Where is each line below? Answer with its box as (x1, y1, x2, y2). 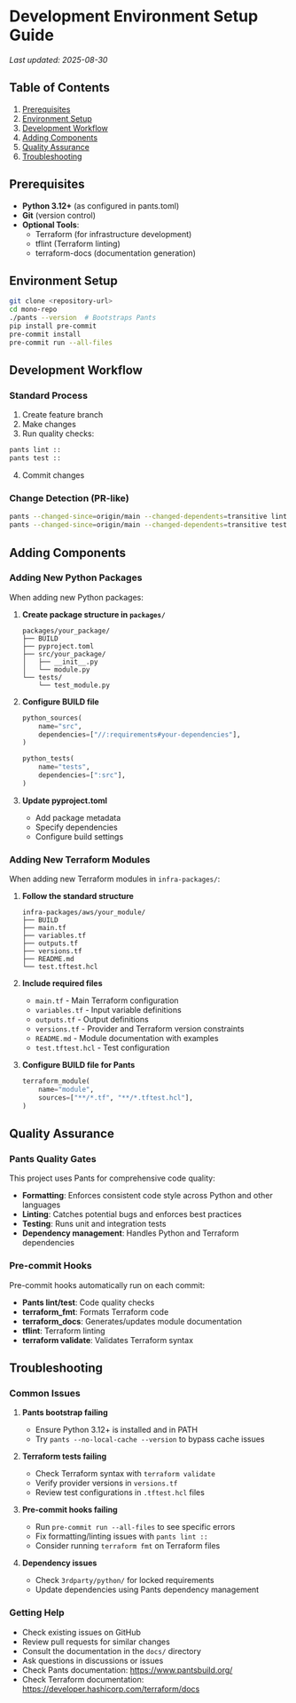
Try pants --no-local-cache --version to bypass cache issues (35, 1434, 265, 1444)
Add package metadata (35, 812, 121, 823)
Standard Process (9, 389, 89, 402)
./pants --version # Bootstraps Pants (9, 314, 157, 322)
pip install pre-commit (9, 322, 97, 330)
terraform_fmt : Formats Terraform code (21, 1306, 169, 1317)
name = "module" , (38, 1085, 95, 1094)
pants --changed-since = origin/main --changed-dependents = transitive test (9, 521, 288, 529)
